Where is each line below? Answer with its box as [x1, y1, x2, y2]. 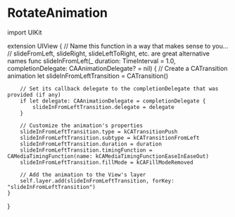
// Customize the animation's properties [20, 121, 143, 129]
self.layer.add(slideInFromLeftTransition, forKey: [20, 177, 174, 184]
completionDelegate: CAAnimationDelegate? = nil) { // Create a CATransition [7, 64, 228, 72]
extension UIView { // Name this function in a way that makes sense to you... [7, 41, 229, 50]
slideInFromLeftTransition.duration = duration [20, 140, 162, 147]
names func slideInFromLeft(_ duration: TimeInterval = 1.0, [7, 56, 176, 65]
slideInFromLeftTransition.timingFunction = [20, 146, 153, 154]
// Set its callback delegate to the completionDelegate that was [20, 85, 219, 92]
